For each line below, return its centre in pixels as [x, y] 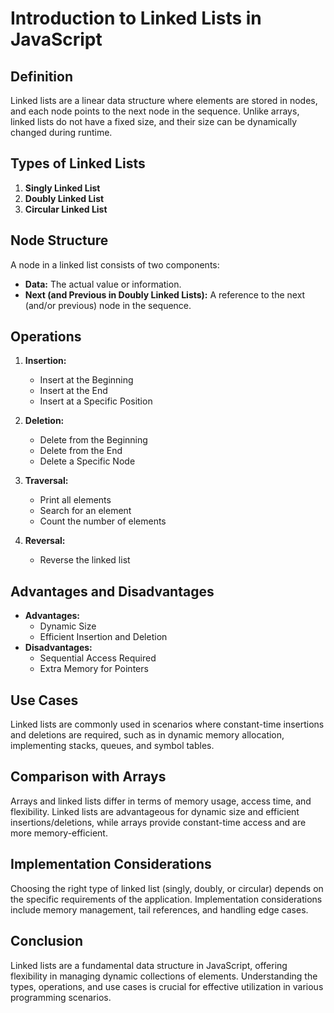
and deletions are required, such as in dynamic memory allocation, [147, 735]
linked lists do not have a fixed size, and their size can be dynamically [154, 121]
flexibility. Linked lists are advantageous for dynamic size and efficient [155, 811]
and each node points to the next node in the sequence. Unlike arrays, [155, 111]
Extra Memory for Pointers [94, 669]
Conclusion [47, 941]
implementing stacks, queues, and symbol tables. [112, 746]
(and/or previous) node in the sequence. [108, 305]
